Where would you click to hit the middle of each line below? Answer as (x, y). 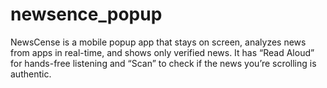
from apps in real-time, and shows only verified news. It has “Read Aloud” (162, 52)
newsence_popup (86, 14)
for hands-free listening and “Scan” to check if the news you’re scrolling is (163, 63)
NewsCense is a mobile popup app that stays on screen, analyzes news (158, 42)
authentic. (31, 74)
